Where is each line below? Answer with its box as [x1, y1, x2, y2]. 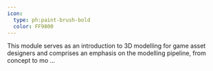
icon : [7, 10, 23, 17]
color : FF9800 [13, 23, 54, 30]
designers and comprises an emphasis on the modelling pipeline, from [7, 49, 206, 57]
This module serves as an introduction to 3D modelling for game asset [7, 42, 206, 50]
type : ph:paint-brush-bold [13, 17, 91, 23]
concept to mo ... [7, 57, 56, 65]
